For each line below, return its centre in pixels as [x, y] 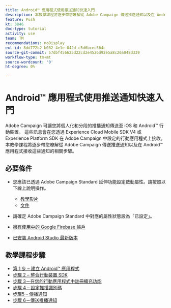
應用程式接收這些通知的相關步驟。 [41, 151]
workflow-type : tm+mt [28, 57]
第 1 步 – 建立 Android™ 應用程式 [46, 268]
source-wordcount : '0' [29, 62]
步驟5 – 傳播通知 [30, 294]
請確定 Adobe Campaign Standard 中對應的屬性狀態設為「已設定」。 [83, 216]
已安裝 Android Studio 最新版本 [45, 237]
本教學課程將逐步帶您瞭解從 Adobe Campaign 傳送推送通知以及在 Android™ [84, 145]
